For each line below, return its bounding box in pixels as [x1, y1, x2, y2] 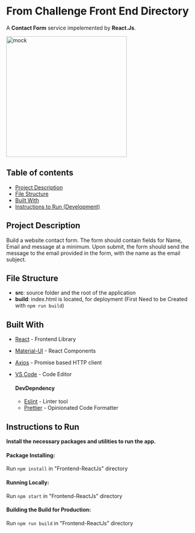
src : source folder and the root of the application [14, 289, 136, 296]
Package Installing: [6, 452, 55, 459]
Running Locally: [6, 479, 49, 486]
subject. [6, 255, 26, 263]
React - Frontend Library [14, 336, 76, 343]
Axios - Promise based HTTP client [14, 359, 102, 366]
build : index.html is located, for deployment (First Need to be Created [14, 296, 188, 303]
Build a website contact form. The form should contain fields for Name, [6, 237, 182, 244]
